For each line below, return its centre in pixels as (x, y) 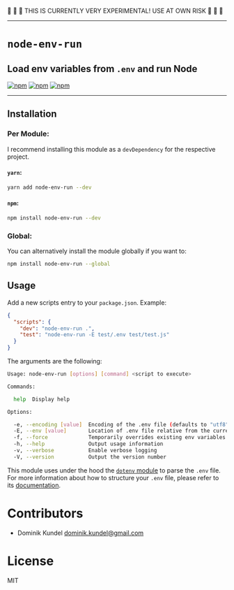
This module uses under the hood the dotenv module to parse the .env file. (114, 470)
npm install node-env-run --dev (54, 218)
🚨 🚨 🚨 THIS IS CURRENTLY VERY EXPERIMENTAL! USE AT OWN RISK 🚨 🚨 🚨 (115, 11)
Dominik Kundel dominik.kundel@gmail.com (80, 533)
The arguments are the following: (55, 361)
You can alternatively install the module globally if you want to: (97, 251)
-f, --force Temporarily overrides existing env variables (120, 438)
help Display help (42, 399)
